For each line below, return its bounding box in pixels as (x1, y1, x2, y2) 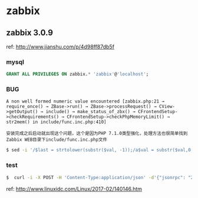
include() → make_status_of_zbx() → (45, 109, 136, 115)
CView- (159, 104, 176, 110)
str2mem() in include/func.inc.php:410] (6, 119, 107, 125)
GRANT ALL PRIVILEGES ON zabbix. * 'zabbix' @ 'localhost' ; (6, 71, 149, 77)
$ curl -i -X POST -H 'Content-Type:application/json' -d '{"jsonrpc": (6, 174, 186, 180)
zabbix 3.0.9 (6, 28, 53, 38)
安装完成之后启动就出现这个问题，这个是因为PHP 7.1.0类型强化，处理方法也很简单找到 (6, 131, 188, 137)
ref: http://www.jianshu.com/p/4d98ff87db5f (6, 43, 115, 50)
